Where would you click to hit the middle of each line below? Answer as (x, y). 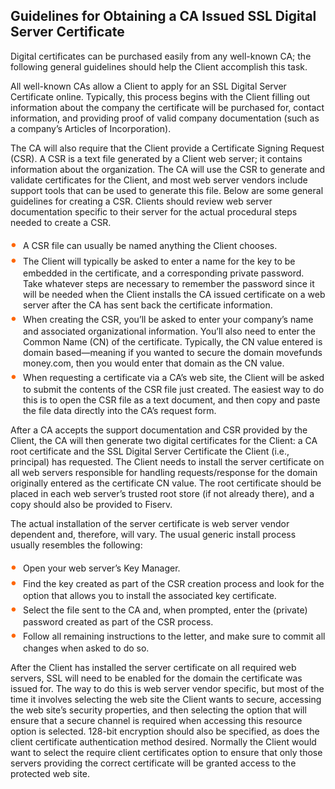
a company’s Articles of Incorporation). (91, 128)
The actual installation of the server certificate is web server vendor (150, 523)
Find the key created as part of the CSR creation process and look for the (174, 583)
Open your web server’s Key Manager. (102, 568)
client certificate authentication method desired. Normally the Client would (163, 741)
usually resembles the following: (76, 545)
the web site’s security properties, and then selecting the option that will (158, 710)
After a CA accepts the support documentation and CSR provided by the (159, 430)
